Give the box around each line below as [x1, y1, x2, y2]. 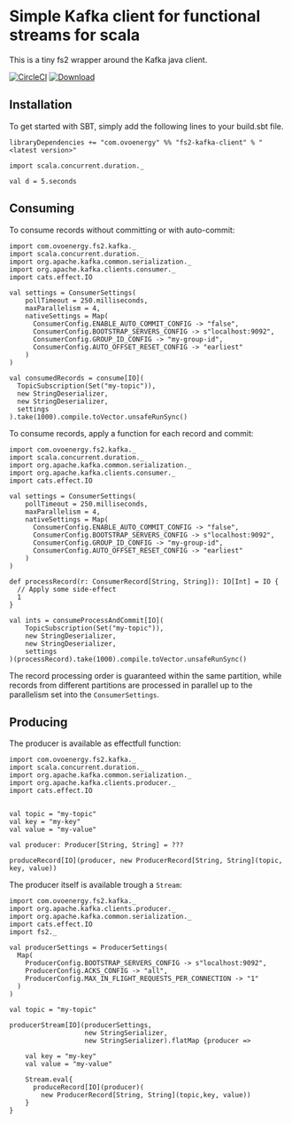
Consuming [9, 201, 75, 216]
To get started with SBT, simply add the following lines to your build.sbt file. [9, 121, 284, 131]
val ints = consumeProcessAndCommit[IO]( [9, 616, 165, 624]
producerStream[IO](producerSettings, [9, 1021, 152, 1030]
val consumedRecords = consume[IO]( [9, 373, 144, 382]
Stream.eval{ [25, 1075, 73, 1084]
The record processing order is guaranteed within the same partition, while [9, 670, 282, 680]
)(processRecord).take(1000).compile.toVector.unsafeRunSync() [9, 655, 248, 664]
